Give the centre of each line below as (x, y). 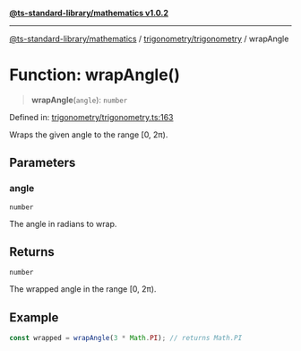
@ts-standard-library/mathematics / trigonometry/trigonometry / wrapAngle (149, 39)
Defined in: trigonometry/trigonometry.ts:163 (91, 117)
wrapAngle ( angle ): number (79, 100)
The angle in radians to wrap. (63, 224)
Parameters (43, 163)
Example (34, 317)
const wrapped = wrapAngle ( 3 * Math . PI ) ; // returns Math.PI (126, 338)
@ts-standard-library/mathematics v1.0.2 (89, 13)
